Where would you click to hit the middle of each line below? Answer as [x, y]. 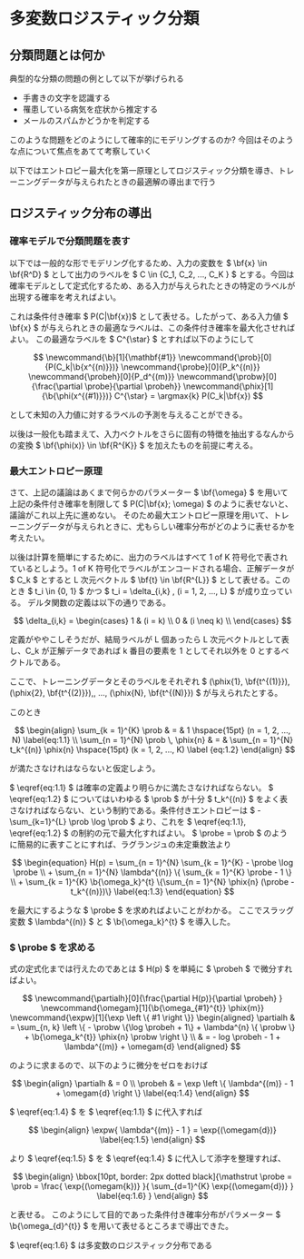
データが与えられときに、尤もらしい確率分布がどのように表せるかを [168, 526]
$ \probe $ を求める [53, 947]
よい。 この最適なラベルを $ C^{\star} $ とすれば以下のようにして [132, 339]
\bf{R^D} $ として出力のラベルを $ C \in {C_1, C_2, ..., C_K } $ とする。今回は [152, 274]
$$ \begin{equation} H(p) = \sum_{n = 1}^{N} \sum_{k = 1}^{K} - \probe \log [152, 862]
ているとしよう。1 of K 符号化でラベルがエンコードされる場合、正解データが [152, 568]
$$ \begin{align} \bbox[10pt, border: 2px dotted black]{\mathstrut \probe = [152, 1176]
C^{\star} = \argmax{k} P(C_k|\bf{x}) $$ [189, 395]
